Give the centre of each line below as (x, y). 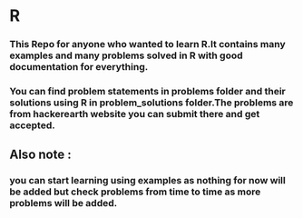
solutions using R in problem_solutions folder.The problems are (151, 103)
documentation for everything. (79, 67)
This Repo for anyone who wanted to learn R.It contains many (147, 45)
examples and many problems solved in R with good (126, 55)
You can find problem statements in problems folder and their (147, 92)
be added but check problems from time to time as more (135, 192)
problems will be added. (64, 203)
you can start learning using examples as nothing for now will (147, 181)
